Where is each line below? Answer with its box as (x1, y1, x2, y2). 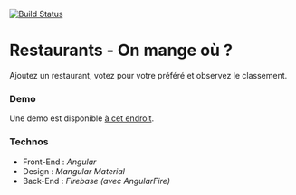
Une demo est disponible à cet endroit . (9, 113, 155, 124)
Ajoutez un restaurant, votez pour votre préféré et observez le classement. (9, 70, 288, 80)
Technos (9, 135, 49, 148)
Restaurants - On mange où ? (9, 41, 234, 60)
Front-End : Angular (22, 156, 97, 167)
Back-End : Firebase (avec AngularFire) (22, 175, 170, 186)
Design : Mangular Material (22, 165, 125, 176)
